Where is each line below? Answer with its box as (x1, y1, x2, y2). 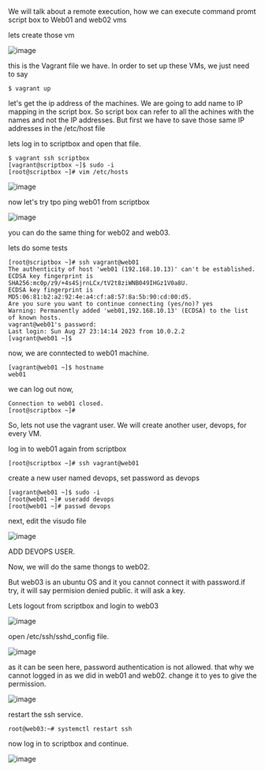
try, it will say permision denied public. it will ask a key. (8, 586, 185, 595)
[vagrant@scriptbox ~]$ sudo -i (8, 161, 114, 169)
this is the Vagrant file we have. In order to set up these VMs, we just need (8, 61, 250, 70)
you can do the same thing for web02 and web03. (8, 228, 171, 237)
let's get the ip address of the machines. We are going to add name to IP (8, 99, 243, 107)
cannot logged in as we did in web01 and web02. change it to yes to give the (8, 671, 257, 680)
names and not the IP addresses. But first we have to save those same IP (8, 115, 245, 125)
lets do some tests (8, 243, 69, 252)
